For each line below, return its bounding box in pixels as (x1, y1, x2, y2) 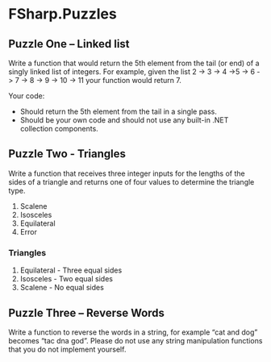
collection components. (19, 124, 98, 133)
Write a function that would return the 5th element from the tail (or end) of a (8, 58, 260, 68)
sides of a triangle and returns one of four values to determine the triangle (8, 177, 255, 186)
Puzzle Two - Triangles (8, 147, 127, 161)
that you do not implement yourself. (8, 344, 127, 354)
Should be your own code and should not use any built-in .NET (19, 115, 229, 125)
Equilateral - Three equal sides (19, 265, 123, 275)
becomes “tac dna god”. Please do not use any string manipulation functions (8, 335, 263, 345)
